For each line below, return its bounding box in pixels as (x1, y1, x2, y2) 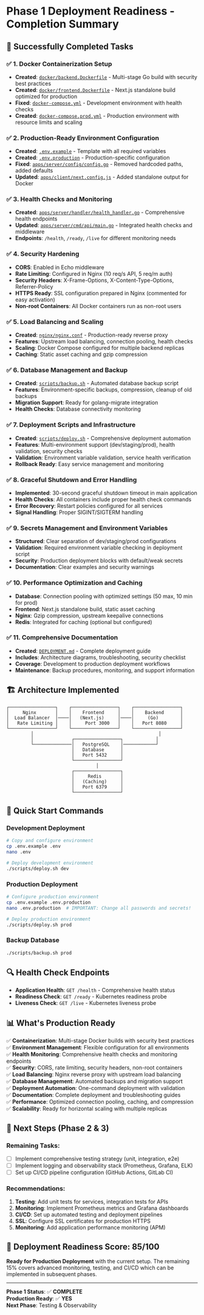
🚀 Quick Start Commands (6, 806, 104, 816)
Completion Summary (6, 17, 120, 31)
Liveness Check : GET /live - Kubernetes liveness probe (15, 1000, 157, 1007)
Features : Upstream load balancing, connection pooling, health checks (15, 338, 193, 345)
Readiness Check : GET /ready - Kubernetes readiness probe (15, 993, 167, 1000)
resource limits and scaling (15, 118, 83, 126)
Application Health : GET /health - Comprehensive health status (15, 986, 175, 994)
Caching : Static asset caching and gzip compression (15, 351, 148, 358)
